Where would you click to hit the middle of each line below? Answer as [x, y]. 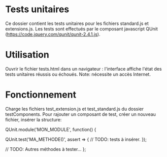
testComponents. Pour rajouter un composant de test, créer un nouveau [81, 114]
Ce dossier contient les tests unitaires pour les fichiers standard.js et [77, 23]
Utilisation [27, 55]
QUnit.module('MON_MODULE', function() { [51, 129]
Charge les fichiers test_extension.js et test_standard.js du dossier [74, 109]
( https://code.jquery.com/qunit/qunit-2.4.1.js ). [53, 34]
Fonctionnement [41, 95]
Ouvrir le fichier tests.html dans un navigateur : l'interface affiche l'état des [83, 69]
